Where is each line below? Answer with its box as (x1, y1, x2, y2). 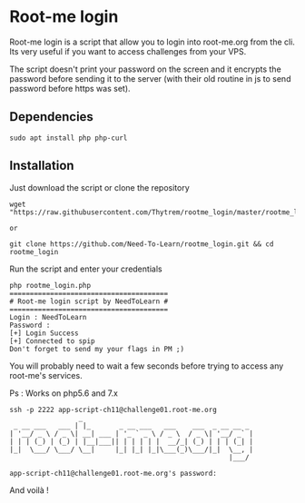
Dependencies (9, 109, 93, 124)
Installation (9, 158, 74, 173)
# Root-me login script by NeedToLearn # (9, 297, 169, 306)
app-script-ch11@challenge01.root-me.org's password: (9, 468, 218, 478)
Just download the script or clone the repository (9, 182, 191, 192)
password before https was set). (9, 83, 131, 94)
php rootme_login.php (9, 281, 92, 290)
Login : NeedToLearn (9, 312, 88, 321)
